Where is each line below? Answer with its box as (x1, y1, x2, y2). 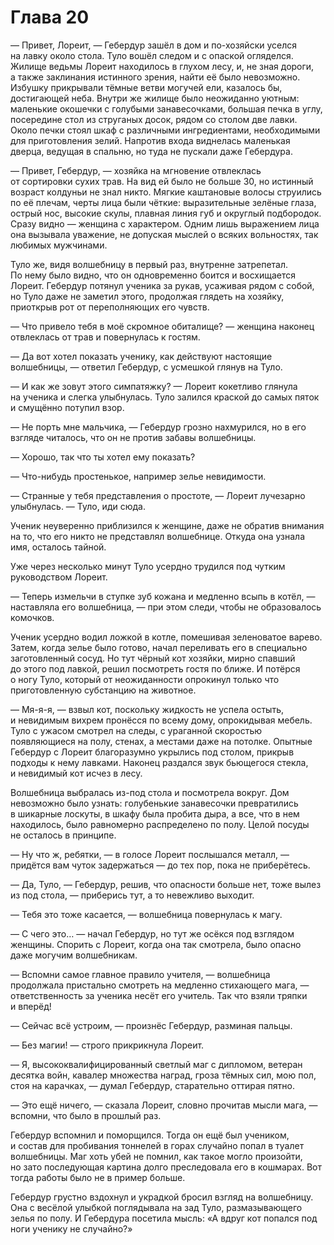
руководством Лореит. (10, 571, 108, 583)
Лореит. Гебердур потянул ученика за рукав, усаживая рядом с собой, (10, 279, 315, 291)
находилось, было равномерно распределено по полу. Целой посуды (10, 818, 310, 830)
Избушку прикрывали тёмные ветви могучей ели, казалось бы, (10, 81, 283, 93)
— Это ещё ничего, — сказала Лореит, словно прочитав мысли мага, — (10, 1099, 318, 1111)
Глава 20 (10, 6, 90, 29)
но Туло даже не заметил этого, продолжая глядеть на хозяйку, (10, 290, 285, 302)
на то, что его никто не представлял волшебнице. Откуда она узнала (10, 530, 306, 542)
